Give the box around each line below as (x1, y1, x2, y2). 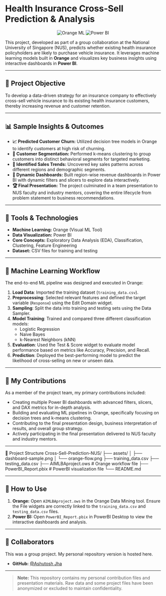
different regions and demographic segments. (12, 166, 106, 172)
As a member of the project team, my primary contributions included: (5, 390, 146, 396)
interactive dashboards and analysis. (12, 519, 87, 525)
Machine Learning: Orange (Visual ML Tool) (12, 227, 103, 233)
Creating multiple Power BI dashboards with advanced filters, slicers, (12, 399, 153, 405)
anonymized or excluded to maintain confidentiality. (17, 585, 123, 591)
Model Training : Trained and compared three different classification (12, 316, 151, 321)
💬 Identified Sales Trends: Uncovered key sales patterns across (12, 161, 143, 167)
